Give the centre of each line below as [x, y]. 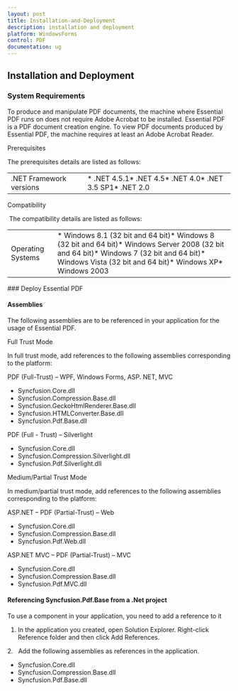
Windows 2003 [83, 271]
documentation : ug [34, 47]
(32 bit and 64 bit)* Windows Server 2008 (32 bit [141, 244]
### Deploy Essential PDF [45, 288]
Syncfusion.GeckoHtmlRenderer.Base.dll [77, 405]
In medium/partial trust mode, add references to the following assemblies [114, 491]
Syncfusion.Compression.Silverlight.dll [74, 456]
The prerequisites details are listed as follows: [74, 161]
